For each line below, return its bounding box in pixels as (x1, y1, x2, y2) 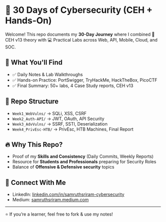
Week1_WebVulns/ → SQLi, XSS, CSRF (12, 110, 87, 116)
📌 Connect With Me (5, 178, 66, 187)
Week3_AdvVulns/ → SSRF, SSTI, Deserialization (12, 121, 108, 127)
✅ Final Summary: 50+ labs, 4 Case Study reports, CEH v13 (12, 83, 133, 89)
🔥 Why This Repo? (5, 140, 63, 149)
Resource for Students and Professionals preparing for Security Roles (12, 159, 157, 165)
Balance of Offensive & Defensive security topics (12, 164, 115, 170)
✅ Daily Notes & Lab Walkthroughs (12, 71, 83, 77)
